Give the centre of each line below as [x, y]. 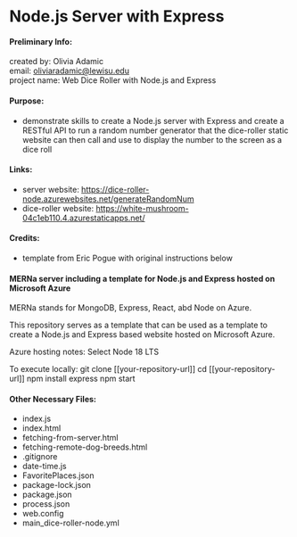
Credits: [25, 238]
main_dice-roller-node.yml [71, 523]
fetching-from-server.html [70, 438]
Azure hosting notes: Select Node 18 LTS [84, 352]
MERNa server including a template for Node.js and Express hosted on [142, 278]
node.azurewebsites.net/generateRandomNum [108, 199]
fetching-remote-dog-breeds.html [85, 447]
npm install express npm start [81, 379]
